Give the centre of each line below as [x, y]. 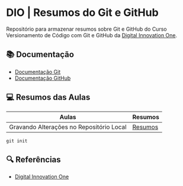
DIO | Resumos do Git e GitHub [82, 13]
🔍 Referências [33, 159]
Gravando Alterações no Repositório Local [68, 127]
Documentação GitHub [43, 78]
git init [17, 141]
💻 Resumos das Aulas [48, 97]
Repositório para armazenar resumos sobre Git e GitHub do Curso [86, 29]
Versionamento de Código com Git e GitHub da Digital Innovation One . [92, 35]
